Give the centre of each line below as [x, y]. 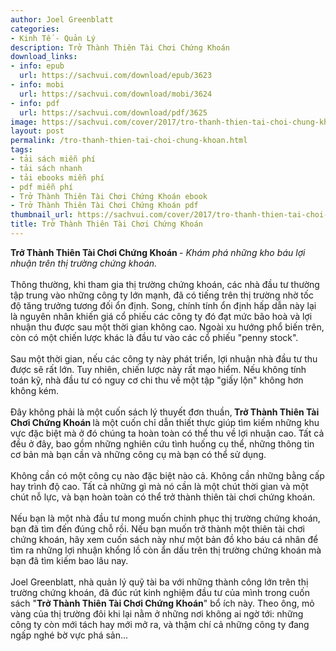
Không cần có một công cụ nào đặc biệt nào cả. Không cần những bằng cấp [167, 475]
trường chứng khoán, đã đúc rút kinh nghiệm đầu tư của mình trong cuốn [160, 592]
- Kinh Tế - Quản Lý [53, 38]
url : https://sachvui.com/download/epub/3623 [116, 76]
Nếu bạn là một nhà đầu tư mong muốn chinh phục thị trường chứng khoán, [165, 518]
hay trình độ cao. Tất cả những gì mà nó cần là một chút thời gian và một [159, 486]
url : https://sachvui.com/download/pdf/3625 [113, 112]
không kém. [34, 390]
